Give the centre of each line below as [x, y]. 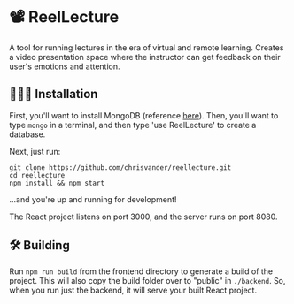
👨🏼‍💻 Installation [54, 94]
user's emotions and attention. [65, 66]
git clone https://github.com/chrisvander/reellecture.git [120, 167]
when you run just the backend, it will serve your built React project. [133, 290]
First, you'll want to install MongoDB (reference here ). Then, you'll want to [144, 115]
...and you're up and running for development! [93, 199]
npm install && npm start [57, 183]
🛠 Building [40, 245]
